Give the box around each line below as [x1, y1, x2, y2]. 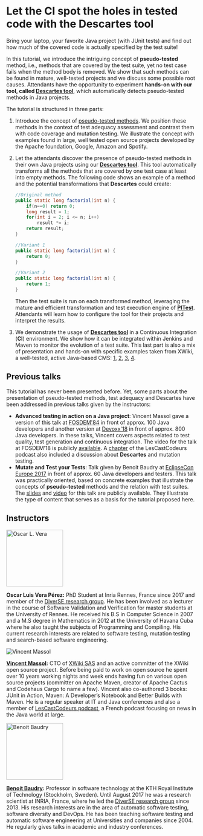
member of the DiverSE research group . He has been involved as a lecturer [6, 597, 193, 605]
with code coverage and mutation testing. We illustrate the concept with [14, 130, 195, 137]
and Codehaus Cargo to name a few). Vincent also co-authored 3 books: [6, 685, 187, 692]
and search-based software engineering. [6, 636, 109, 643]
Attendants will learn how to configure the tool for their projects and [14, 310, 184, 318]
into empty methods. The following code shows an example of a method [14, 173, 195, 181]
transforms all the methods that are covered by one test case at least [14, 167, 187, 175]
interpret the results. [14, 317, 66, 324]
